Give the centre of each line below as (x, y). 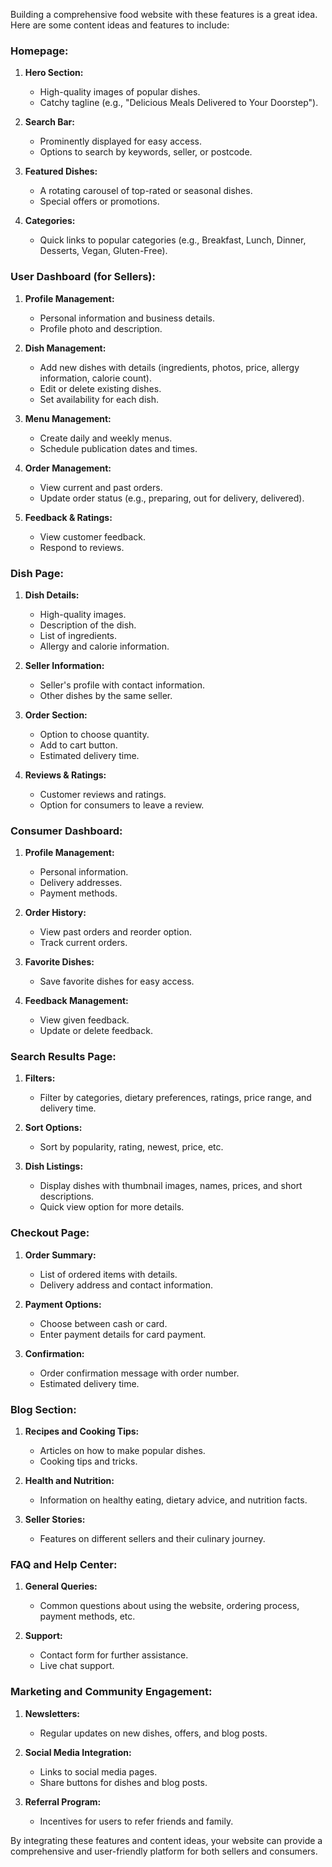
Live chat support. (77, 1666)
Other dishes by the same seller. (106, 695)
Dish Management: (65, 348)
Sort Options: (53, 1128)
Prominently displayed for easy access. (120, 141)
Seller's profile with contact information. (122, 685)
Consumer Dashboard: (66, 831)
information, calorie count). (95, 378)
